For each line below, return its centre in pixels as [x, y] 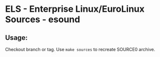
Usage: [17, 38]
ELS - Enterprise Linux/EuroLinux [75, 9]
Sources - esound [43, 19]
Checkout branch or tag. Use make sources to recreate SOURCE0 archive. [80, 49]
